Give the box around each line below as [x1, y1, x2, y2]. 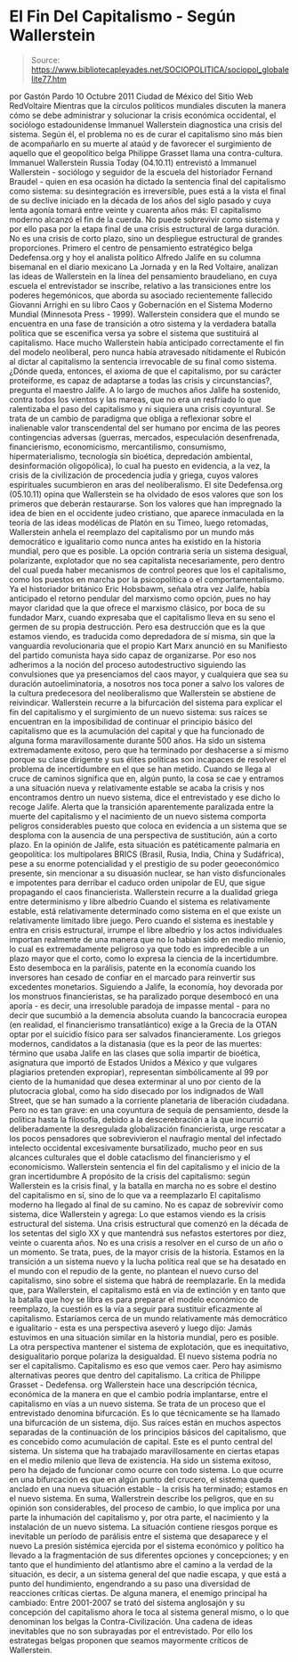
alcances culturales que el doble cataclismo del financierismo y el [9, 1152, 251, 1163]
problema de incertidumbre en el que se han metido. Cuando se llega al [9, 763, 271, 774]
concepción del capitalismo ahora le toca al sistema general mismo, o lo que [9, 1607, 289, 1617]
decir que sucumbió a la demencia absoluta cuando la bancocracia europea [9, 1009, 287, 1020]
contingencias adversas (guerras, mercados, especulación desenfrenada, [9, 432, 280, 442]
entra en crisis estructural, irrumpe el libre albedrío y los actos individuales [9, 925, 283, 935]
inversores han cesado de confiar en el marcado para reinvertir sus [9, 972, 256, 983]
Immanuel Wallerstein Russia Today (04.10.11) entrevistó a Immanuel [9, 157, 257, 168]
